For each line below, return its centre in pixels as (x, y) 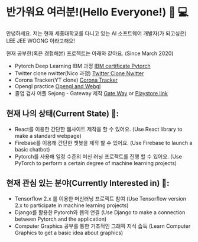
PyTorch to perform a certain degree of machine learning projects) (96, 163)
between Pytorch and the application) (61, 219)
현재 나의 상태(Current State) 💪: (63, 114)
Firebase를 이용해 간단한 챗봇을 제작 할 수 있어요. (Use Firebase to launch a (103, 143)
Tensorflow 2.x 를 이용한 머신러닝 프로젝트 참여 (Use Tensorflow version (100, 198)
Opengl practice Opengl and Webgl (58, 86)
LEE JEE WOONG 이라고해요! (41, 41)
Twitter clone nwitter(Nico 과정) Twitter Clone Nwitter (79, 73)
